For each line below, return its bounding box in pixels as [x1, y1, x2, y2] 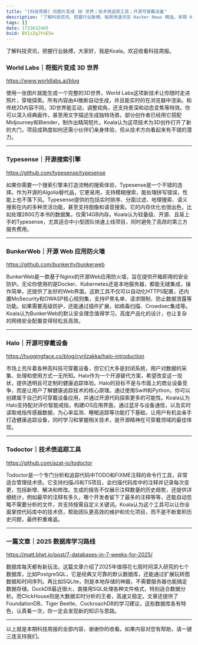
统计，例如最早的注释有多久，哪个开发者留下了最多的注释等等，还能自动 [11, 493, 187, 501]
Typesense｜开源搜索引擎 [6, 156, 81, 164]
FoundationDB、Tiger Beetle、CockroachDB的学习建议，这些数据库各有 [6, 600, 181, 607]
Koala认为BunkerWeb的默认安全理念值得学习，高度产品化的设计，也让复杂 [6, 310, 187, 317]
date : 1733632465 [6, 25, 49, 31]
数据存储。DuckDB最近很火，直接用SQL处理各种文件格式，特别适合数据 [6, 585, 181, 592]
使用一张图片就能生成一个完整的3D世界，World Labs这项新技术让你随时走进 [6, 90, 190, 97]
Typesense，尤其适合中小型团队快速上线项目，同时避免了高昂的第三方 [16, 218, 188, 225]
